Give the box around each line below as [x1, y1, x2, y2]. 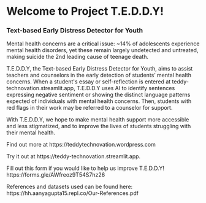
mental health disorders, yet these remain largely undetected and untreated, [6, 47, 199, 54]
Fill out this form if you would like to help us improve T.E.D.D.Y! [6, 164, 164, 172]
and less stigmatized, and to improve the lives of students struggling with [6, 123, 191, 130]
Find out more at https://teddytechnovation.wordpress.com [6, 141, 156, 148]
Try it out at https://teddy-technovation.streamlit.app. [6, 153, 141, 160]
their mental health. [6, 129, 56, 136]
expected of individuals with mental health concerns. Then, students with [6, 98, 192, 105]
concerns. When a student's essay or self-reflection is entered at [6, 78, 171, 85]
